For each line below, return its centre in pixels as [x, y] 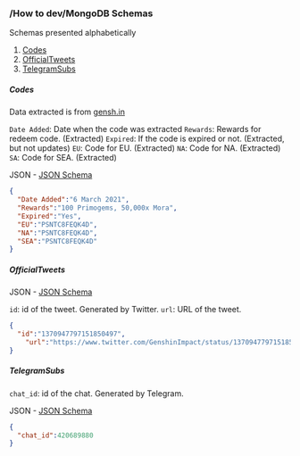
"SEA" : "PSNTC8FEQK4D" [58, 241]
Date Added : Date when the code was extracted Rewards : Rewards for [135, 129]
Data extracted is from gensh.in [67, 112]
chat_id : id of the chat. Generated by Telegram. [97, 393]
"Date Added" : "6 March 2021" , [73, 200]
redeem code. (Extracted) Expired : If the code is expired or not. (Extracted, [147, 139]
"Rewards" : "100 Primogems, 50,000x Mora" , [97, 208]
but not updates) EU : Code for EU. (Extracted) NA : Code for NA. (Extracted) [145, 148]
